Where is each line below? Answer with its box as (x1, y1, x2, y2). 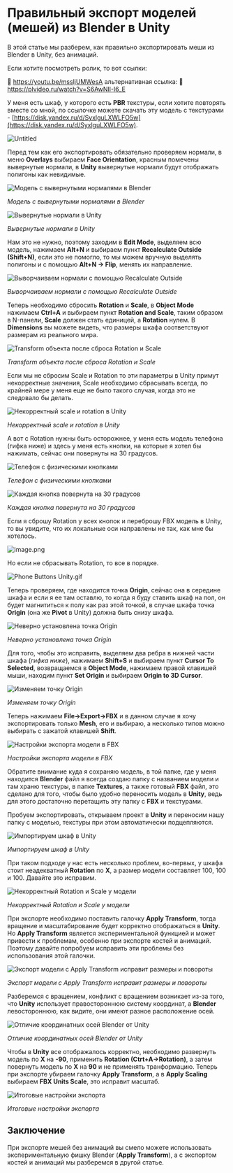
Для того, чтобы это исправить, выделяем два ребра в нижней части (7, 648, 215, 657)
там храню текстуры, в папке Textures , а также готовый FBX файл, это (7, 782, 219, 790)
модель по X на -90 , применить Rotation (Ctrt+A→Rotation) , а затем (7, 1055, 213, 1063)
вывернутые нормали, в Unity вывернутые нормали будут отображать (7, 162, 219, 171)
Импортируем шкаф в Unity (7, 845, 90, 853)
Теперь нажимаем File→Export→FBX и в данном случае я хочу (7, 711, 197, 720)
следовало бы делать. (7, 393, 73, 401)
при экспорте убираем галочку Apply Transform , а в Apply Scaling (7, 1069, 208, 1078)
